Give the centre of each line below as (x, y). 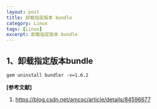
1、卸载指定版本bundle (50, 61)
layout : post (23, 12)
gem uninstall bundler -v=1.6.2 (47, 75)
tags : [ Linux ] (24, 29)
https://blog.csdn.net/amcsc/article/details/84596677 (83, 99)
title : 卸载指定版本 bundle (39, 18)
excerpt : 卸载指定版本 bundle (42, 35)
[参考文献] (19, 87)
